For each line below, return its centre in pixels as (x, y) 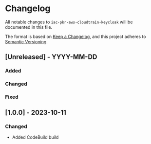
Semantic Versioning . (26, 41)
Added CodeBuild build (35, 137)
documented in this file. (29, 27)
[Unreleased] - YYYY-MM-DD (51, 57)
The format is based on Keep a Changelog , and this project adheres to (75, 36)
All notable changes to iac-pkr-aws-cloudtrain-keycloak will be (69, 22)
